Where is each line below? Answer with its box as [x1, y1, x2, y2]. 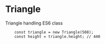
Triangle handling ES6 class [5, 20, 63, 26]
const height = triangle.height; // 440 [14, 34, 100, 39]
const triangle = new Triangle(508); [14, 29, 94, 34]
